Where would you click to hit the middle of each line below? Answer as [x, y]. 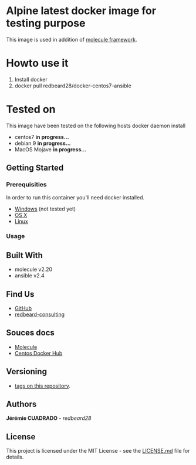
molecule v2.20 [33, 269]
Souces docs [30, 333]
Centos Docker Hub [38, 353]
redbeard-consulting [40, 314]
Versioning [26, 371]
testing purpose [46, 23]
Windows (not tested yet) [45, 209]
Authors [21, 404]
